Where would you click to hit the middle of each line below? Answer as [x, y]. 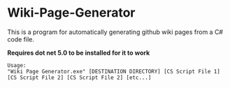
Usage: [17, 65]
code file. [21, 39]
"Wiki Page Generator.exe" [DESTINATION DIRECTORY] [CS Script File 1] [114, 71]
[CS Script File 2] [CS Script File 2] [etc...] [79, 78]
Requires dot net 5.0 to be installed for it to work [79, 53]
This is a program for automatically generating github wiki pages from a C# [115, 32]
